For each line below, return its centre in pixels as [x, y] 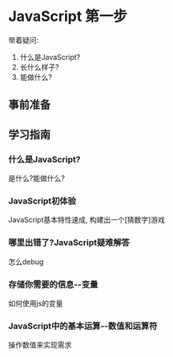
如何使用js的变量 [36, 303]
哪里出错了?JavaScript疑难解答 [69, 243]
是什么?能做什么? [37, 178]
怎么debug [26, 262]
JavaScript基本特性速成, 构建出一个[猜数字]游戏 [87, 220]
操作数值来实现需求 [40, 345]
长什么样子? [39, 67]
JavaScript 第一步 [68, 16]
